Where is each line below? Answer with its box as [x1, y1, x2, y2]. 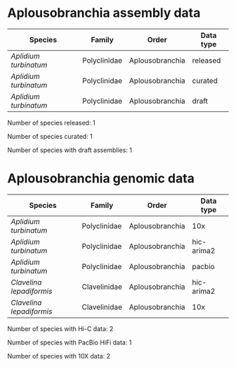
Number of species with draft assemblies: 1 [7, 146, 132, 154]
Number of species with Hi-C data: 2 [7, 324, 114, 332]
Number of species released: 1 [7, 118, 96, 127]
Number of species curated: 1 [7, 132, 93, 140]
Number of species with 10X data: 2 [7, 352, 111, 360]
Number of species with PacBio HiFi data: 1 [7, 338, 132, 347]
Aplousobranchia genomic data [7, 170, 195, 187]
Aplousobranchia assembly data [7, 5, 201, 21]
